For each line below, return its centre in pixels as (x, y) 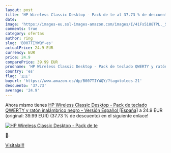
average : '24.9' (22, 90)
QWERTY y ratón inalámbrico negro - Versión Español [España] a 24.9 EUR (84, 110)
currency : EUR (20, 52)
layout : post (19, 10)
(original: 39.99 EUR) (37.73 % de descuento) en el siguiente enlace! (77, 115)
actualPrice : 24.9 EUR (29, 48)
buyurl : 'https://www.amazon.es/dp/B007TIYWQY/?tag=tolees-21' (74, 81)
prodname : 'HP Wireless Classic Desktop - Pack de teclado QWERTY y (79, 67)
